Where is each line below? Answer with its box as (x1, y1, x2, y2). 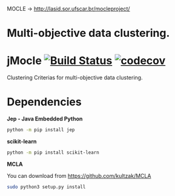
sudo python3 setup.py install (7, 184, 86, 190)
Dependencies (7, 95, 82, 109)
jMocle (7, 54, 42, 68)
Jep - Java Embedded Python (7, 115, 83, 123)
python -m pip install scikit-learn (7, 149, 99, 155)
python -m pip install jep (7, 127, 75, 133)
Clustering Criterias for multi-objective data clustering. (7, 74, 143, 81)
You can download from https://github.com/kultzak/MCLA (7, 172, 151, 179)
